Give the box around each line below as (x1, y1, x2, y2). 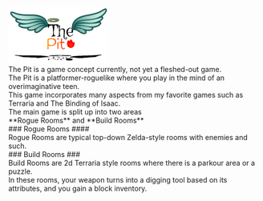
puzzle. (8, 167, 33, 176)
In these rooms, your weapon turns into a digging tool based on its (8, 175, 228, 185)
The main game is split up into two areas (8, 107, 142, 117)
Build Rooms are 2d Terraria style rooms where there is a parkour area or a (8, 159, 255, 168)
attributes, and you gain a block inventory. (8, 183, 148, 194)
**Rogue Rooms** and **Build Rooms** (8, 115, 144, 126)
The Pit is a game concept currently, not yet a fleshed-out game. (8, 65, 222, 74)
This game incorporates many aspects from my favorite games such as (8, 90, 244, 100)
